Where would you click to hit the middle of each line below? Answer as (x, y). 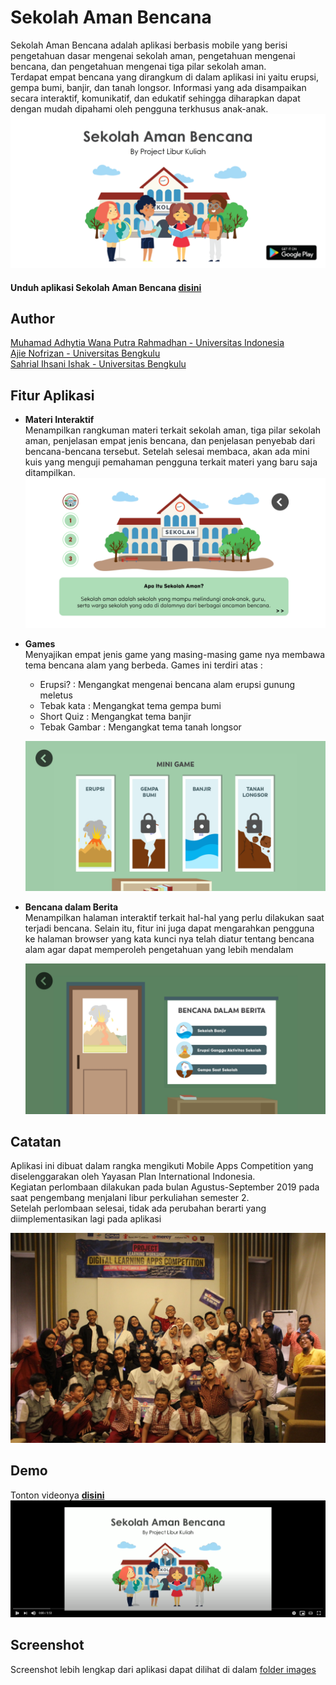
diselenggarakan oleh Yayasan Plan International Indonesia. (133, 1177)
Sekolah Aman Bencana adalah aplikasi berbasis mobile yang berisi (149, 45)
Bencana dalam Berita (71, 907)
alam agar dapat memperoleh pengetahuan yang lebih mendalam (159, 950)
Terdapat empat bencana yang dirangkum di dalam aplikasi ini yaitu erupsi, (165, 77)
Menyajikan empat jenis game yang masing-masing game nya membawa (175, 655)
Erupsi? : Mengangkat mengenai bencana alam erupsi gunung (167, 685)
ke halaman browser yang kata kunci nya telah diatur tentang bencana (169, 939)
